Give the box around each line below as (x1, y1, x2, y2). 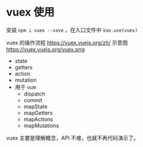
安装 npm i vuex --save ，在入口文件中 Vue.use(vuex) (6, 26, 138, 33)
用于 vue (14, 83, 37, 90)
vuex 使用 (6, 5, 55, 19)
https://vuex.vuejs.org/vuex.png (6, 45, 85, 53)
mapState (23, 103, 48, 110)
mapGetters (23, 109, 53, 117)
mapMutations (23, 122, 60, 129)
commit (23, 96, 43, 103)
